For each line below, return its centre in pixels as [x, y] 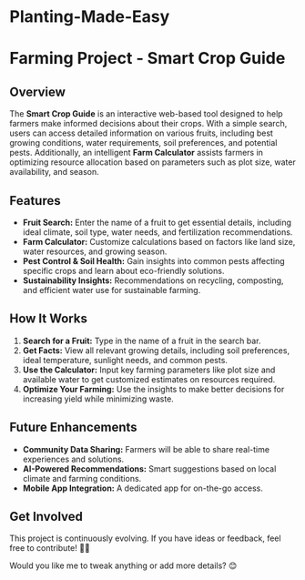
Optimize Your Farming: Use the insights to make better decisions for [153, 389]
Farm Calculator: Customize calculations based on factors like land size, [159, 242]
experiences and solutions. [73, 459]
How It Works [49, 319]
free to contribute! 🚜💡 [50, 548]
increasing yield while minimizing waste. [98, 399]
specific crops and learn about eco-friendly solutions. [123, 271]
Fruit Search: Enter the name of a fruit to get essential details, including [157, 222]
